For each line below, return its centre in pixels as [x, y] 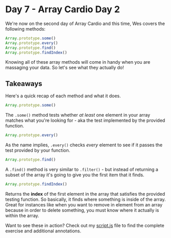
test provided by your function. [38, 150]
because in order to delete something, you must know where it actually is [82, 210]
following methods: [26, 29]
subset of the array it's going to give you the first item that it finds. [75, 175]
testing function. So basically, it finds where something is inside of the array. [86, 199]
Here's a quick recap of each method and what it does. [63, 96]
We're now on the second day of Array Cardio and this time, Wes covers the [85, 23]
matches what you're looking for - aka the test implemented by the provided [85, 120]
